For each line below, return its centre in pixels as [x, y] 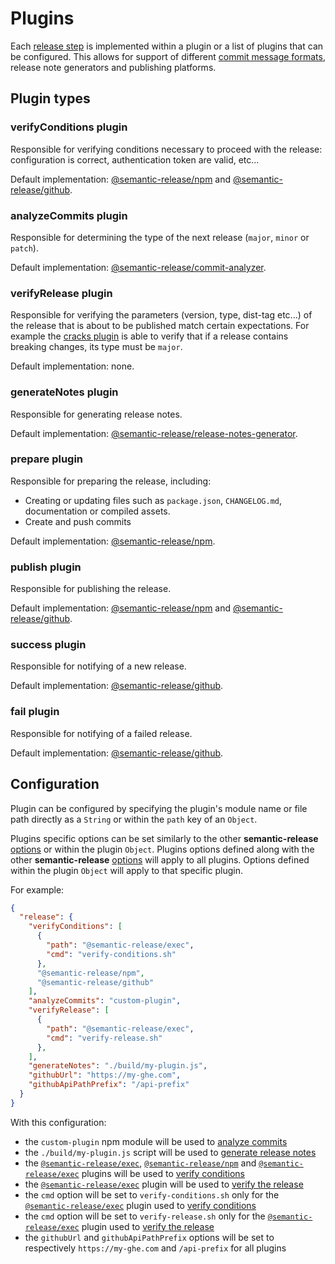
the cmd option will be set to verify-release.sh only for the [145, 1216]
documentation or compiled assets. [97, 511]
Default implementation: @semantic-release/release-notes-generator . [154, 433]
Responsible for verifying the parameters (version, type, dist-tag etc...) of [161, 315]
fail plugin [35, 712]
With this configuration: [58, 1122]
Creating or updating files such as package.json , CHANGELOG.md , [153, 500]
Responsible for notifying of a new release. [98, 666]
